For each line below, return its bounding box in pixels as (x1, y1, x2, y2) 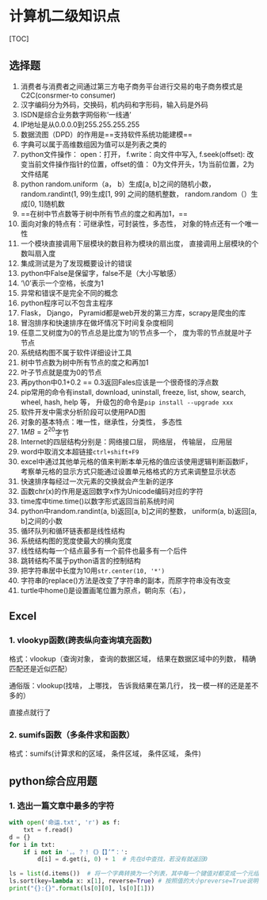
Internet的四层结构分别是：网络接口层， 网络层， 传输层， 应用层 (20, 437, 233, 446)
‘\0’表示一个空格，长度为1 (20, 278, 104, 288)
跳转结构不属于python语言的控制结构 (20, 556, 141, 565)
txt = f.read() (23, 825, 74, 833)
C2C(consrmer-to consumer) (20, 90, 116, 100)
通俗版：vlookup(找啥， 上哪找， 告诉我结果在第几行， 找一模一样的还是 (9, 681, 245, 691)
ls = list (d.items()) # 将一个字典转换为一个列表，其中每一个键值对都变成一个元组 (9, 870, 260, 878)
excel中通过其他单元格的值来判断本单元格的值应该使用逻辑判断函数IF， (20, 457, 253, 466)
